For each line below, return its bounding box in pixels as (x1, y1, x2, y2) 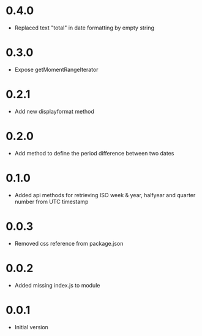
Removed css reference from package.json (14, 240, 124, 247)
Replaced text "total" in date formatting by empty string (14, 24, 154, 31)
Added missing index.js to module (14, 281, 100, 289)
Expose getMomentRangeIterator (14, 66, 99, 73)
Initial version (14, 323, 48, 330)
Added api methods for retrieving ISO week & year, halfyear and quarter (14, 191, 196, 198)
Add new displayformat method (14, 107, 94, 115)
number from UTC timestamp (14, 198, 89, 205)
